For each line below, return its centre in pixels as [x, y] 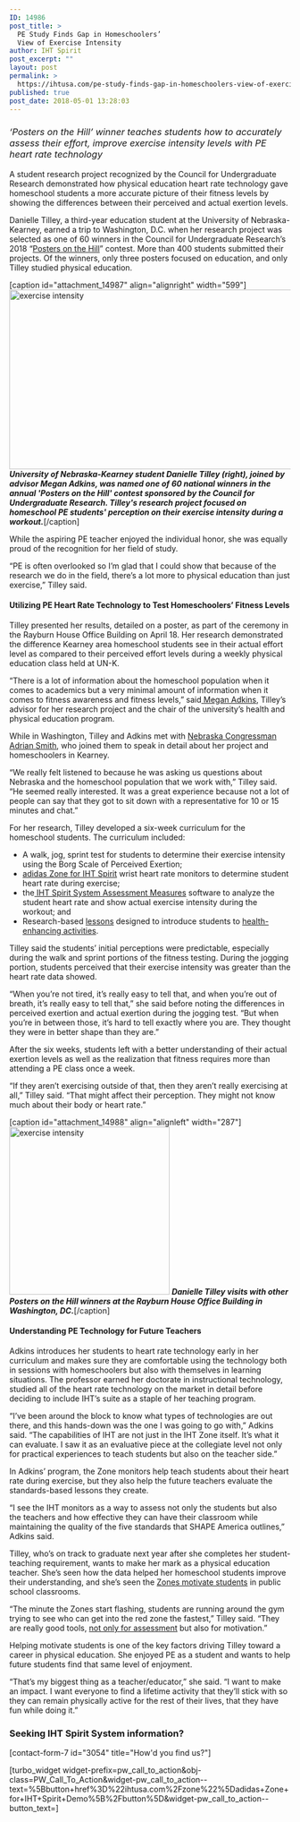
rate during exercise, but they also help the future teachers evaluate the [141, 1481]
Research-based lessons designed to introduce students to [131, 921]
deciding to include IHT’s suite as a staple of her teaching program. [133, 1399]
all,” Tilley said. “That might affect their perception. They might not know [142, 1095]
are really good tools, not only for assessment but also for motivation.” [138, 1628]
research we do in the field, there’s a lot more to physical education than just [150, 575]
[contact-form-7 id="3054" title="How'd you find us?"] [110, 1753]
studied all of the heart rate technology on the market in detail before [136, 1390]
